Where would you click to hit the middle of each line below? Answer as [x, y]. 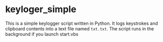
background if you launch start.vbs [42, 34]
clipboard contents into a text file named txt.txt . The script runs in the [79, 28]
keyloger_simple [41, 9]
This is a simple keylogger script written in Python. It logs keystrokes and [82, 23]
